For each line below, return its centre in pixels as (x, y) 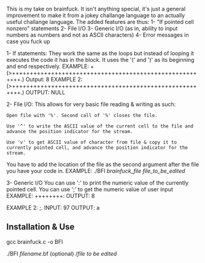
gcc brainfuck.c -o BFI (35, 242)
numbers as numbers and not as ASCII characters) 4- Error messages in (98, 35)
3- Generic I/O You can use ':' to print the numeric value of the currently (98, 183)
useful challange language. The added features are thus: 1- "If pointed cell (100, 22)
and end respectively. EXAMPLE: (48, 66)
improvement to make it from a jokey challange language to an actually (96, 15)
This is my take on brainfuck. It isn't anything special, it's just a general (96, 9)
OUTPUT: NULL (45, 92)
